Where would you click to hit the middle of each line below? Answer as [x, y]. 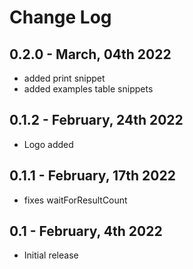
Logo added [48, 144]
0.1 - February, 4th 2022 [86, 231]
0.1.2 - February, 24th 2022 [96, 120]
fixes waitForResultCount [75, 200]
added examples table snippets [88, 89]
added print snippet [64, 78]
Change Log [60, 17]
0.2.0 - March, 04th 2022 [90, 54]
